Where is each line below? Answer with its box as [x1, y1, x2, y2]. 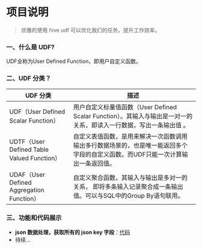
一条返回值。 [79, 159, 116, 167]
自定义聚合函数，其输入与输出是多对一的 [73, 173, 188, 182]
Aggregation [9, 185, 44, 194]
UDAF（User [9, 170, 46, 179]
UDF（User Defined [9, 107, 66, 116]
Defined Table [9, 145, 49, 154]
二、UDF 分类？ [6, 74, 52, 83]
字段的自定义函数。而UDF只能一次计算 [73, 150, 182, 158]
